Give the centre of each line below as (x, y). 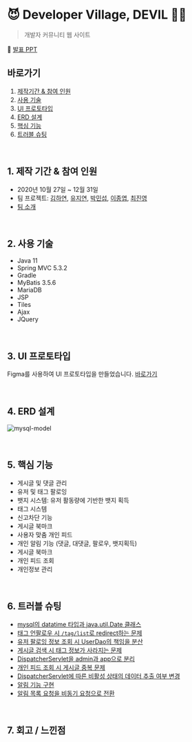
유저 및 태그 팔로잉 (42, 491)
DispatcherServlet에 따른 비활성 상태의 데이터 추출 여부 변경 (98, 676)
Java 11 (27, 261)
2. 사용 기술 (30, 244)
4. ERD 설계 (31, 411)
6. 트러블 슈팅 (34, 606)
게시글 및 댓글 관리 (42, 483)
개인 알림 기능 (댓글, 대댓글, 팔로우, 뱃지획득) (77, 543)
